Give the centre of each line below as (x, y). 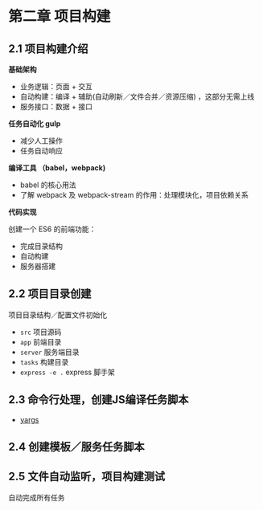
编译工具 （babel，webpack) (57, 168)
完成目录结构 (41, 246)
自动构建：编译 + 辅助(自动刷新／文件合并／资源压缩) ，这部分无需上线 (137, 96)
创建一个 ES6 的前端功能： (52, 229)
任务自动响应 (41, 151)
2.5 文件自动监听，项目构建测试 (87, 477)
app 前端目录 (41, 341)
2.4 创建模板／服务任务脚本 (76, 447)
